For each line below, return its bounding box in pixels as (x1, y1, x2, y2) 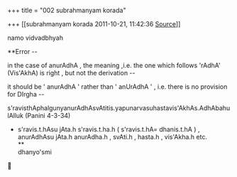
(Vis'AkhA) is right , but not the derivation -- (7, 69, 136, 77)
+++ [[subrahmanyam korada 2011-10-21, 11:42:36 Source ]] (7, 20, 181, 28)
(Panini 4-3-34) (24, 112, 71, 119)
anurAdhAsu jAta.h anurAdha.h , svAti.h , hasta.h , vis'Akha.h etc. (17, 133, 208, 141)
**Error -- (7, 48, 38, 55)
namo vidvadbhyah (7, 33, 64, 42)
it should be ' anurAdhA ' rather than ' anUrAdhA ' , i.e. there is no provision (7, 82, 228, 91)
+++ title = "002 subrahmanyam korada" (7, 6, 126, 14)
